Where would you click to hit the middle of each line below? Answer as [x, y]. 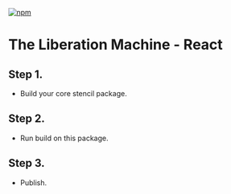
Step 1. [26, 74]
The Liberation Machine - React [115, 45]
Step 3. [27, 163]
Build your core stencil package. [73, 93]
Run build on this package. [64, 138]
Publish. [33, 182]
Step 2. [27, 119]
